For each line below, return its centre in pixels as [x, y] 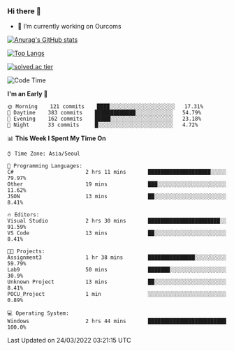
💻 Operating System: [38, 313]
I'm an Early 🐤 [28, 94]
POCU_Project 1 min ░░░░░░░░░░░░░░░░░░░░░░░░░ [117, 294]
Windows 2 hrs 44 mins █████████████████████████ [117, 321]
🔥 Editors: [23, 215]
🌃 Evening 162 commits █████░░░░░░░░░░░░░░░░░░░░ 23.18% [104, 119]
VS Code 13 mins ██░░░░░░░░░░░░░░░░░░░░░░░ [117, 233]
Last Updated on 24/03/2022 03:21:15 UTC [69, 341]
